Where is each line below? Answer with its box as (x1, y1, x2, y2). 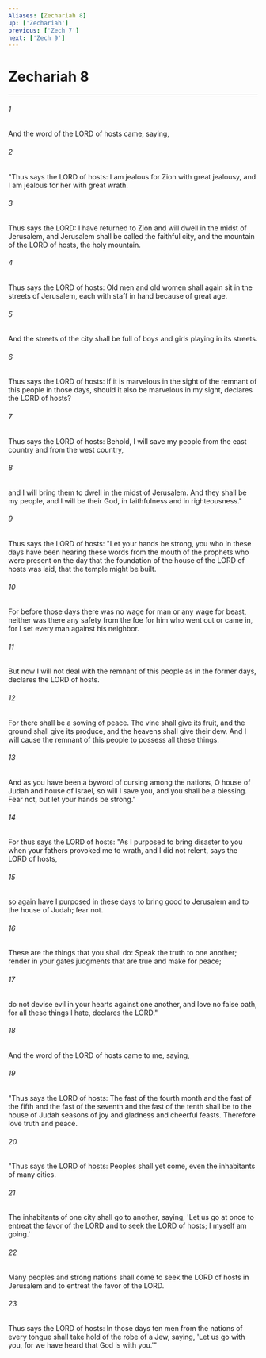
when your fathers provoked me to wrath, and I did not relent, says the (8, 846, 238, 855)
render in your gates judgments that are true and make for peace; (8, 956, 222, 966)
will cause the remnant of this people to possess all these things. (8, 735, 219, 744)
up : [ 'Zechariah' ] (8, 19, 69, 27)
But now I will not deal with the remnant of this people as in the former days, (8, 666, 257, 676)
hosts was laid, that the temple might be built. (8, 565, 157, 574)
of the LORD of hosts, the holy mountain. (8, 240, 141, 249)
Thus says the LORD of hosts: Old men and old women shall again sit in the (8, 283, 253, 292)
